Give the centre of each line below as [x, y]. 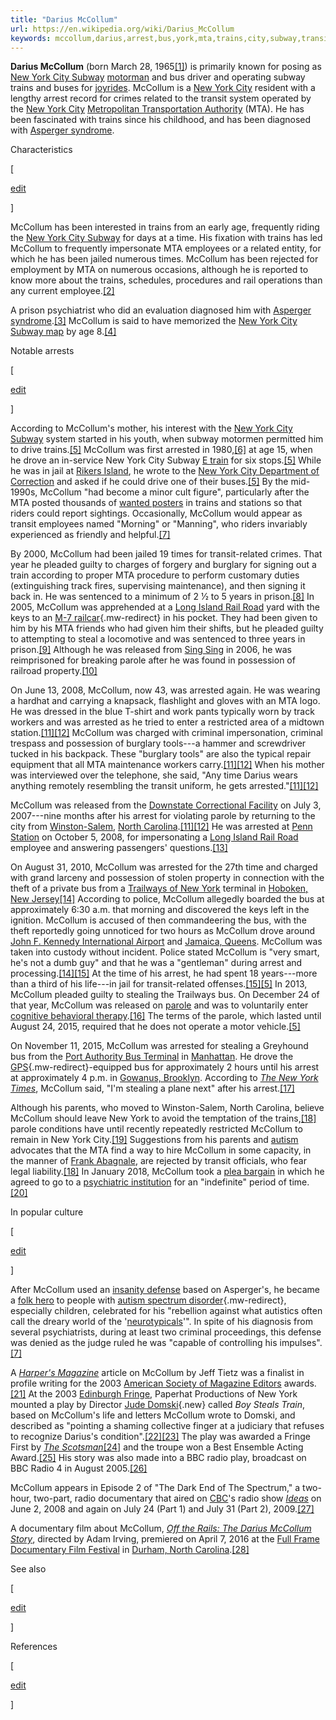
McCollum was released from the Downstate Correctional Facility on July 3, [166, 805]
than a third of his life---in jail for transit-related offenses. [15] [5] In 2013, [159, 984]
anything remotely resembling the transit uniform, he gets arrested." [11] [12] [164, 786]
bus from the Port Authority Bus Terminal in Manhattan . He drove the [152, 1057]
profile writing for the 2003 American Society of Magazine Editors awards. [163, 1383]
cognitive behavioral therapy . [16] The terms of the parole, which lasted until [166, 1016]
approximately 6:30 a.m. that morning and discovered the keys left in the [160, 910]
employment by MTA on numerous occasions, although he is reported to [159, 270]
